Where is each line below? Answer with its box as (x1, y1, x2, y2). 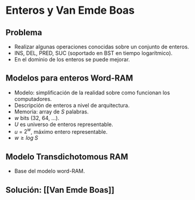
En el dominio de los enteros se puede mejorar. (14, 56, 131, 63)
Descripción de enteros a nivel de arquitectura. (14, 101, 130, 109)
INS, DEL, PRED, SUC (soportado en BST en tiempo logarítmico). (14, 50, 173, 57)
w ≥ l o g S (14, 134, 38, 141)
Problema (5, 27, 42, 38)
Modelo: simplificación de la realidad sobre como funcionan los (14, 89, 171, 96)
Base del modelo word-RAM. (14, 168, 85, 175)
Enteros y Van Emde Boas (5, 4, 135, 17)
